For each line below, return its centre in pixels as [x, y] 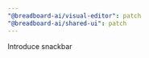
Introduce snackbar [40, 46]
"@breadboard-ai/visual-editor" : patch [74, 16]
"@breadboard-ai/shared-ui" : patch [67, 23]
